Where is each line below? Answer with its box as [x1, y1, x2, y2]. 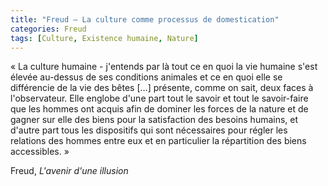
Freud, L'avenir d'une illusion [10, 165, 129, 177]
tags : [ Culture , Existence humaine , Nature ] [10, 33, 199, 43]
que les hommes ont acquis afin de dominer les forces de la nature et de [10, 103, 309, 115]
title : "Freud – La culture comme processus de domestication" [10, 14, 280, 25]
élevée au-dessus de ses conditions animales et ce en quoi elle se [10, 71, 283, 83]
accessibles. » [10, 146, 70, 158]
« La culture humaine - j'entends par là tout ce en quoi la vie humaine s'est [10, 61, 318, 73]
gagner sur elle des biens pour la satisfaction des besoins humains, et [10, 114, 299, 126]
